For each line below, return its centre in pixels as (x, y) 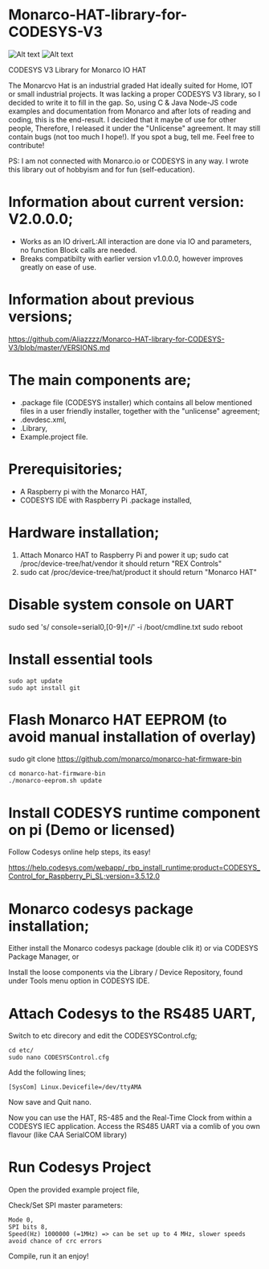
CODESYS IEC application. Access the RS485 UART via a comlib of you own (134, 1126)
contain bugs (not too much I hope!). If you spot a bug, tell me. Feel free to (131, 136)
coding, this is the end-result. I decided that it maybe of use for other (122, 119)
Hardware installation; (84, 532)
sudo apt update (35, 681)
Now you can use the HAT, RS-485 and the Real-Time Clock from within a (130, 1118)
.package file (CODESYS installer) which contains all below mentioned (136, 402)
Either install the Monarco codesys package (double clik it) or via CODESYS (133, 949)
